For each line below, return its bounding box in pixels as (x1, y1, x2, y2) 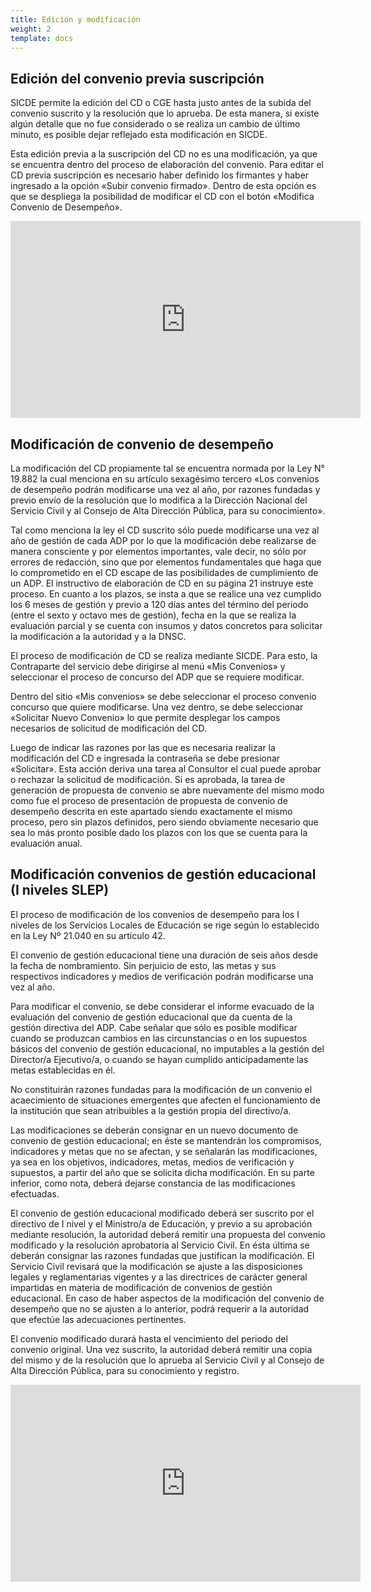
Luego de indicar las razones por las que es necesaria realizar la (10, 742, 276, 753)
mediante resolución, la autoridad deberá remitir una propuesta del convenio (10, 1228, 326, 1240)
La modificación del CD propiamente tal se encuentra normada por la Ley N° (10, 462, 325, 474)
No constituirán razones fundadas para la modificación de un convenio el (10, 1083, 313, 1095)
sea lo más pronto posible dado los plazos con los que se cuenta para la (10, 827, 308, 838)
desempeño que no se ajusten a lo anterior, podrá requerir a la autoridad (10, 1302, 310, 1315)
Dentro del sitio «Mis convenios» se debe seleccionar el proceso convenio (10, 691, 317, 702)
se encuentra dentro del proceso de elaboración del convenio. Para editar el (10, 159, 324, 171)
